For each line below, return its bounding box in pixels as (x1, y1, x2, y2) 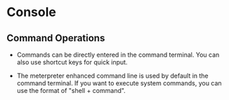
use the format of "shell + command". (16, 87, 126, 94)
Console (6, 4, 57, 20)
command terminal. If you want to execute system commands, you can (16, 79, 222, 87)
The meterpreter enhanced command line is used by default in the (16, 71, 209, 80)
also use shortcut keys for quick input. (16, 58, 128, 66)
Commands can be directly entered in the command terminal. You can (16, 50, 220, 59)
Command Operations (6, 32, 105, 44)
